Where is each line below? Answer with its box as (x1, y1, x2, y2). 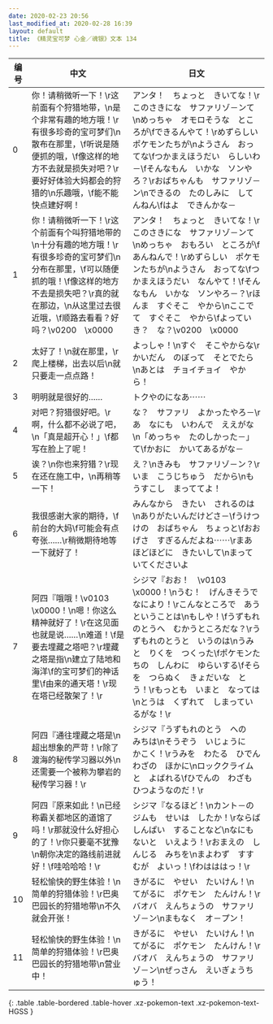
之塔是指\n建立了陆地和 (31, 653, 121, 665)
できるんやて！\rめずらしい (154, 127, 258, 138)
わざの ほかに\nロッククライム (132, 761, 254, 772)
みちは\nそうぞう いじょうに (132, 736, 246, 748)
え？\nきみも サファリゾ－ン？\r (132, 458, 261, 470)
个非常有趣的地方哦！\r (31, 115, 119, 126)
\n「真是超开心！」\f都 (31, 432, 119, 443)
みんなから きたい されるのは (132, 498, 255, 510)
